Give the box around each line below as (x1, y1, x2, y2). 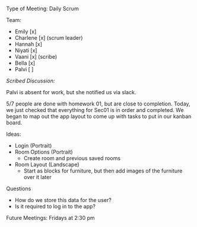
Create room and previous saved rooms (23, 155, 120, 162)
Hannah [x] (14, 41, 43, 47)
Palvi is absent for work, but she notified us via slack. (6, 89, 136, 95)
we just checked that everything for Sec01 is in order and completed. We (6, 107, 184, 113)
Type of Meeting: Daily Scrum (6, 5, 79, 12)
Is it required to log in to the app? (14, 203, 96, 210)
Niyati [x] (14, 47, 37, 54)
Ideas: (6, 130, 21, 138)
